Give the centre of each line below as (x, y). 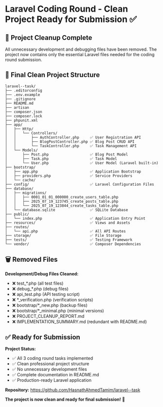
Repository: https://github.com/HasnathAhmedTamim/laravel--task (73, 390)
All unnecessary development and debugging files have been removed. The (81, 49)
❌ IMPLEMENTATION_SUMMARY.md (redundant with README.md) (79, 321)
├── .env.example (23, 95)
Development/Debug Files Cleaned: (42, 273)
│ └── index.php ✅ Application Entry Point (75, 218)
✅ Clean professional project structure (51, 364)
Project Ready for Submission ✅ (71, 19)
